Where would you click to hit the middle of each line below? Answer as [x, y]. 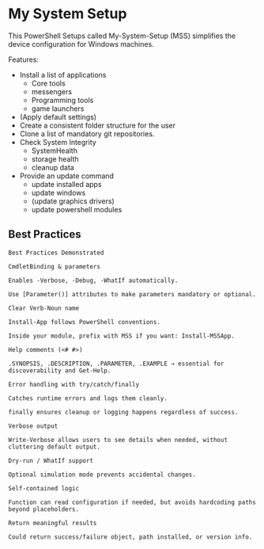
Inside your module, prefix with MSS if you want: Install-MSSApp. [122, 336]
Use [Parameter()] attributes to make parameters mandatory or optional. [132, 294]
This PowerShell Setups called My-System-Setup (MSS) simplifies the [122, 36]
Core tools [48, 83]
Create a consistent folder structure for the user [98, 125]
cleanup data [53, 167]
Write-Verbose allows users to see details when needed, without [118, 440]
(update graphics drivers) [73, 201]
